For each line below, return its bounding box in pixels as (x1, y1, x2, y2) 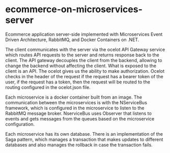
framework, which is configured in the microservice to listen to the (5, 105, 145, 111)
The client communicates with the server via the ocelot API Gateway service (5, 46, 165, 52)
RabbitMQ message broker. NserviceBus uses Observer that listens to (5, 110, 152, 116)
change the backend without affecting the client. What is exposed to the (5, 63, 157, 69)
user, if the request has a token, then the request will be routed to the (5, 79, 150, 85)
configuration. (5, 121, 35, 127)
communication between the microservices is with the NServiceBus (5, 99, 148, 105)
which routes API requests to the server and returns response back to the (5, 52, 159, 58)
